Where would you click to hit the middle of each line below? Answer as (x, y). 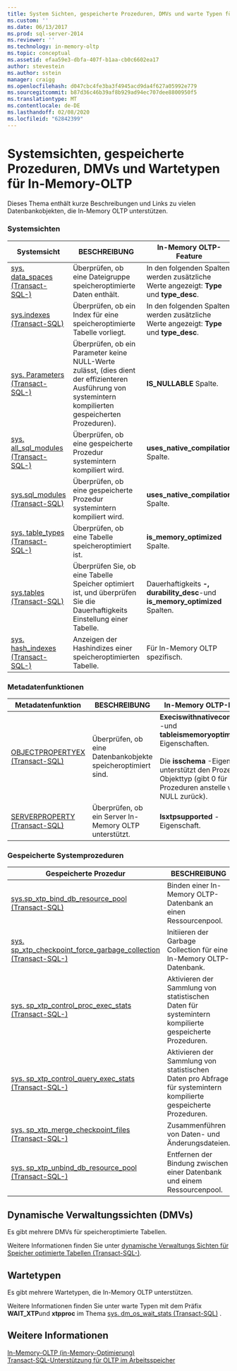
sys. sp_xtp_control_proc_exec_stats (71, 1005)
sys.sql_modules (38, 495)
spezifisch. (164, 657)
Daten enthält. (96, 294)
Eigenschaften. (184, 744)
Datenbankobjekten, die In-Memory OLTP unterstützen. (87, 211)
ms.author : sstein (34, 73)
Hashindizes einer (103, 648)
